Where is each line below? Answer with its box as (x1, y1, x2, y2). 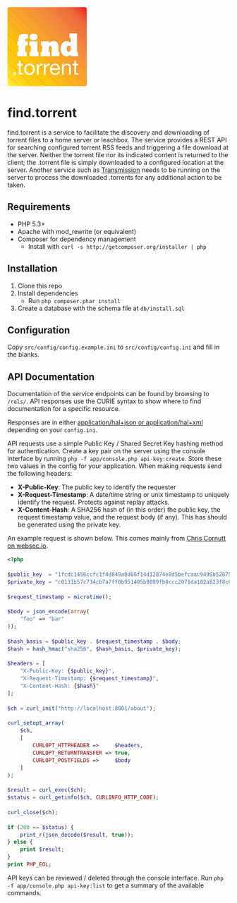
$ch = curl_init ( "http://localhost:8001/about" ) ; (7, 705, 157, 712)
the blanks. (7, 350, 40, 359)
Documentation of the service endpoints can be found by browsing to (7, 390, 209, 398)
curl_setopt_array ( (7, 720, 65, 727)
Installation (7, 263, 58, 275)
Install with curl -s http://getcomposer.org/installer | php (28, 242, 207, 250)
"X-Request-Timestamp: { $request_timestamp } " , (20, 675, 159, 682)
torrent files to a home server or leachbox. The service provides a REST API (7, 135, 227, 144)
